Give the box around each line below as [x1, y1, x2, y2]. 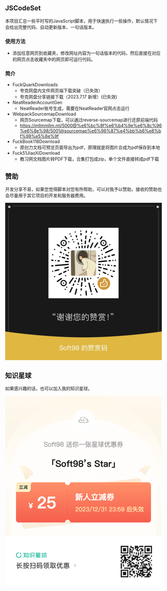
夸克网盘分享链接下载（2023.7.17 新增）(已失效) [19, 94, 118, 100]
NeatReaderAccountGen [12, 99, 63, 105]
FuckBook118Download [12, 138, 60, 144]
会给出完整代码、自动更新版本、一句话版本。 [5, 24, 97, 30]
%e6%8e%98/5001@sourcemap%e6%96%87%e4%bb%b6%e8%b [19, 128, 162, 134]
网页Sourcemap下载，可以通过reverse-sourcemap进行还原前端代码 [19, 117, 158, 123]
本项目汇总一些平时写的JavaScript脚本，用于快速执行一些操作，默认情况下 [5, 17, 158, 24]
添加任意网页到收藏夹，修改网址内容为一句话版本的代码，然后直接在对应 [12, 50, 161, 56]
